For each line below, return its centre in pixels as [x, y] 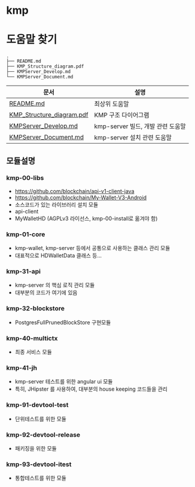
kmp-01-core [26, 234]
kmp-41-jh [22, 367]
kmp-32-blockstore [35, 309]
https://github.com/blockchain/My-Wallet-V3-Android [81, 197]
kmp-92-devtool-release [43, 434]
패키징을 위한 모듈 [36, 448]
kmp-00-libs [25, 178]
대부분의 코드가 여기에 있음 [46, 293]
